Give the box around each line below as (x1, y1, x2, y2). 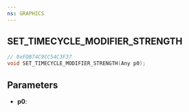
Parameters (7, 79, 58, 91)
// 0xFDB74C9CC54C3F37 (7, 54, 72, 60)
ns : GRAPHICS (7, 10, 45, 17)
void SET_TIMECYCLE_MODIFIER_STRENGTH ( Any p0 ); (7, 60, 146, 67)
